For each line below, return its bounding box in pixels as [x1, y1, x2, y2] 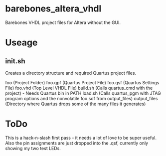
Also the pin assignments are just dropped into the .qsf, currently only [5, 140, 149, 146]
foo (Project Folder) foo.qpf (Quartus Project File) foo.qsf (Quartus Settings [5, 79, 160, 85]
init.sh [5, 57, 25, 65]
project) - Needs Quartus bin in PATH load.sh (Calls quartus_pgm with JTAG [5, 90, 161, 96]
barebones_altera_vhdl [5, 3, 102, 14]
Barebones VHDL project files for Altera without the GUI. [5, 19, 121, 25]
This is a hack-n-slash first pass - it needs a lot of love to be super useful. [5, 135, 157, 141]
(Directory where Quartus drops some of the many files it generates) [5, 101, 146, 107]
